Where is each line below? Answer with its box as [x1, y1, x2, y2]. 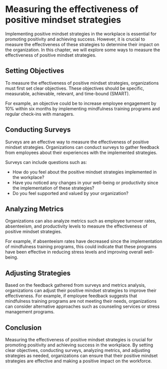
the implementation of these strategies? [12, 184, 94, 191]
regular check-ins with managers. [5, 111, 74, 117]
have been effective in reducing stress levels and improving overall [5, 249, 143, 255]
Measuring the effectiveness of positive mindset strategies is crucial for [5, 337, 153, 342]
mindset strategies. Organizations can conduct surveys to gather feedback [5, 144, 159, 150]
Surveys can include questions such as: [5, 159, 87, 165]
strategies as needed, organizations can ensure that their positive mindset [5, 352, 158, 358]
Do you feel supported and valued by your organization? [12, 190, 128, 196]
